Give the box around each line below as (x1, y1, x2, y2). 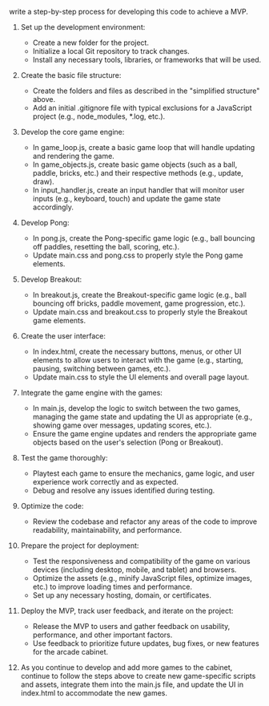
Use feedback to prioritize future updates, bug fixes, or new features (32, 639, 259, 648)
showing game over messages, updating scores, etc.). (32, 420, 212, 430)
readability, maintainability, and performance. (32, 525, 183, 534)
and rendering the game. (32, 152, 114, 160)
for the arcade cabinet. (32, 647, 109, 656)
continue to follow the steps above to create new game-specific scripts (20, 672, 256, 680)
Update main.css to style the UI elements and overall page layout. (32, 372, 250, 382)
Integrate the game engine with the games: (20, 388, 163, 397)
